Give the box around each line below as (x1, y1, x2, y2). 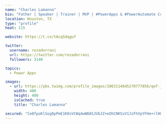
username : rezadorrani (9, 48, 56, 53)
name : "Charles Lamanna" (5, 7, 56, 12)
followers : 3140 (9, 57, 43, 62)
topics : (5, 66, 21, 71)
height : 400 (14, 93, 39, 98)
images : (5, 79, 21, 84)
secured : (5, 111, 23, 116)
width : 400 (14, 89, 37, 93)
